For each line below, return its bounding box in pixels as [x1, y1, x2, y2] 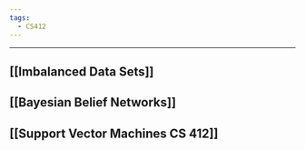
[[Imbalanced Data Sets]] [9, 64, 154, 79]
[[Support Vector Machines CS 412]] [9, 125, 219, 141]
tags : [9, 13, 30, 23]
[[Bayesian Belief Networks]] [9, 95, 177, 110]
